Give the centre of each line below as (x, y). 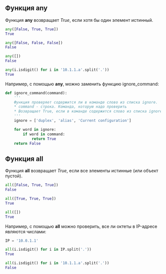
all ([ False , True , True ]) (32, 185)
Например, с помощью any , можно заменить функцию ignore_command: (82, 84)
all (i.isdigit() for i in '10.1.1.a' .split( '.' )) (57, 263)
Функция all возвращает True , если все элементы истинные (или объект (82, 171)
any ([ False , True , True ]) (32, 29)
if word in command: (44, 134)
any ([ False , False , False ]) (34, 43)
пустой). (14, 176)
